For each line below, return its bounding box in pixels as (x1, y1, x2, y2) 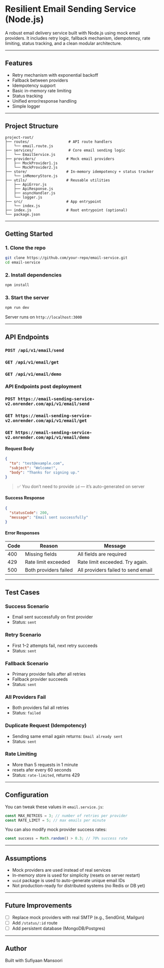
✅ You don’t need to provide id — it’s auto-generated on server (17, 483, 145, 489)
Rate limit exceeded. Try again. (77, 559, 148, 565)
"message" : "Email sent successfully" (9, 515, 89, 520)
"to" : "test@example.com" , (9, 461, 64, 466)
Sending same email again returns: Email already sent (12, 733, 123, 739)
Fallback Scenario (5, 660, 49, 667)
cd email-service (5, 260, 41, 265)
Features (5, 59, 33, 67)
